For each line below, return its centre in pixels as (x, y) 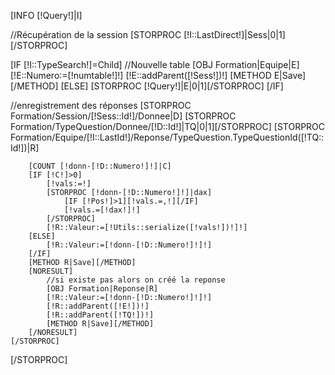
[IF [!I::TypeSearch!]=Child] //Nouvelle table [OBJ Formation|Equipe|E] (155, 64)
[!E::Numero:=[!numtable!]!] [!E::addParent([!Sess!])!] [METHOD (141, 75)
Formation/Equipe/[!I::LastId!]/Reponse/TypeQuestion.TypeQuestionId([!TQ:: (167, 137)
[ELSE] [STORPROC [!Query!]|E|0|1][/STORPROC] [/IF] (172, 86)
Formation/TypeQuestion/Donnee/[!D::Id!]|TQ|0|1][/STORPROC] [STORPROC (168, 126)
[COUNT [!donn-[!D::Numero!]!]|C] (100, 166)
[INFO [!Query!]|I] (46, 15)
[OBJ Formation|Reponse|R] (102, 289)
